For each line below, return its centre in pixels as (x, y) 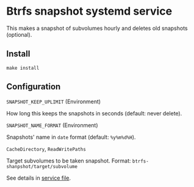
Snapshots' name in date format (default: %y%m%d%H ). (71, 137)
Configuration (34, 87)
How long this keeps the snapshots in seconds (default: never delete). (94, 113)
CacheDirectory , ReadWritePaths (46, 148)
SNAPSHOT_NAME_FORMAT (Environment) (52, 125)
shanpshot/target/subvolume (42, 166)
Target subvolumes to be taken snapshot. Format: (69, 161)
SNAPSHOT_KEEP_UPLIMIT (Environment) (54, 101)
